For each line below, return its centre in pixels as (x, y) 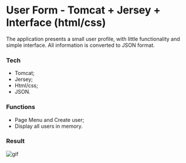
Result (16, 141)
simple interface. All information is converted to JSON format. (81, 45)
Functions (21, 107)
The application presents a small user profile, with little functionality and (93, 39)
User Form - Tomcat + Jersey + (83, 10)
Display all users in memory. (49, 126)
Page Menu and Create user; (49, 120)
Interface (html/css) (56, 23)
